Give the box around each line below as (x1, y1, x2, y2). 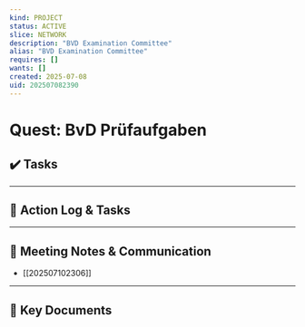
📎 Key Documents (9, 303, 113, 318)
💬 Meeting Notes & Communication (9, 244, 212, 259)
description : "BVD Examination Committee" (9, 38, 172, 48)
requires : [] (9, 55, 59, 64)
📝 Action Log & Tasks (9, 203, 132, 218)
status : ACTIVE (9, 22, 67, 31)
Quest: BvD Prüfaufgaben (9, 120, 207, 140)
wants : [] (9, 64, 47, 73)
